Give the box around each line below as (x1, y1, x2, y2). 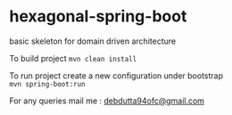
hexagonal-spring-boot (9, 6, 187, 27)
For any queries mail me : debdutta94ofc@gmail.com (9, 95, 205, 106)
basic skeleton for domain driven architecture (9, 36, 177, 46)
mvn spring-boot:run (9, 79, 87, 88)
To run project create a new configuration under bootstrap (9, 70, 223, 81)
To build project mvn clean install (9, 53, 137, 63)
